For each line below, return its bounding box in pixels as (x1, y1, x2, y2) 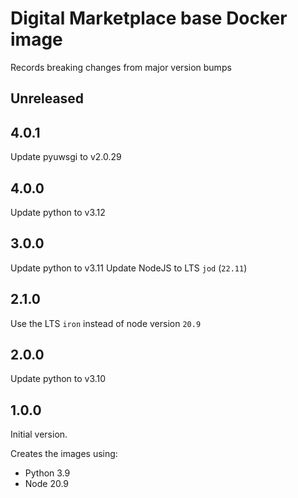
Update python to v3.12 (10, 206, 106, 218)
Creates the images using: (10, 448, 118, 460)
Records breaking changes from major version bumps (10, 61, 232, 73)
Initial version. (10, 428, 68, 441)
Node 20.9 (24, 478, 70, 490)
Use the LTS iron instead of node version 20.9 (10, 317, 202, 329)
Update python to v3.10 (10, 373, 107, 385)
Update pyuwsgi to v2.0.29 (10, 151, 122, 163)
